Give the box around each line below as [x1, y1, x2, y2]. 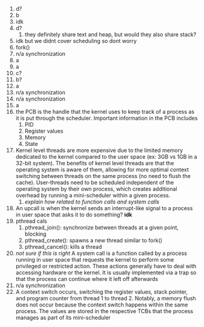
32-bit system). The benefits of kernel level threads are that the [15, 160, 174, 167]
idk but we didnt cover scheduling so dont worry [15, 38, 137, 44]
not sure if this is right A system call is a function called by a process [15, 249, 187, 257]
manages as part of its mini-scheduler [15, 314, 111, 321]
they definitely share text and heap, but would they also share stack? [24, 31, 197, 38]
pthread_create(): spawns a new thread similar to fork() [24, 237, 163, 244]
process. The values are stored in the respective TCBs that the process [15, 308, 193, 314]
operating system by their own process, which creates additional [15, 185, 177, 193]
